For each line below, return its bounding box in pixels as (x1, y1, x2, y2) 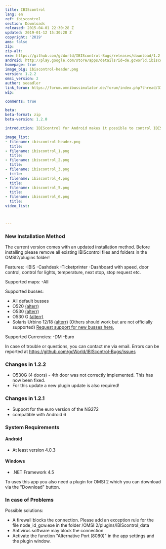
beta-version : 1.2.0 (5, 117, 48, 122)
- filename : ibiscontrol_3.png (5, 167, 70, 172)
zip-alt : (5, 48, 23, 53)
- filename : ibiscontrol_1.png (5, 149, 70, 154)
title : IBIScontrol (5, 7, 45, 12)
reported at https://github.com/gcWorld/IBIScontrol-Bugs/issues (5, 349, 136, 354)
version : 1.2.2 (5, 72, 37, 77)
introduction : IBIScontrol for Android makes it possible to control (5, 126, 152, 131)
